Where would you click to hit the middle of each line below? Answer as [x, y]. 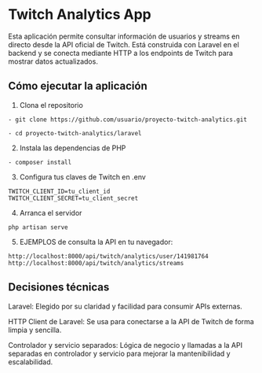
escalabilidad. [31, 362]
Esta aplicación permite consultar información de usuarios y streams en [124, 36]
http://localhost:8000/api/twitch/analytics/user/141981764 [109, 256]
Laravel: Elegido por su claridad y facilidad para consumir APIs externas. [126, 306]
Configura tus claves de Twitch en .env [83, 177]
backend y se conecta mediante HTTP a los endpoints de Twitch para [121, 53]
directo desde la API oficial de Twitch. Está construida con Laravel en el [124, 44]
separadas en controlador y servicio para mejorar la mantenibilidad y [119, 353]
